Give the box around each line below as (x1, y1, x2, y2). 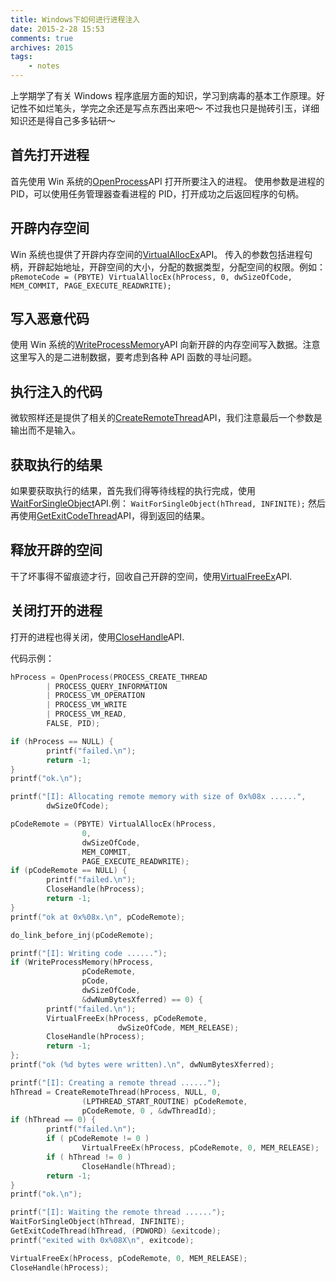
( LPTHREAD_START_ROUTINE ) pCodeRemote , (81, 1096, 248, 1106)
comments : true (10, 33, 74, 43)
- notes (28, 61, 60, 71)
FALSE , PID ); (46, 719, 101, 729)
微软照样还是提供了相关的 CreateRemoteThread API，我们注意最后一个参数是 (10, 412, 323, 424)
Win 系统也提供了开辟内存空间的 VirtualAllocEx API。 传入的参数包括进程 (10, 248, 305, 260)
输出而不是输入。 (10, 424, 81, 436)
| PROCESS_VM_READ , (46, 709, 128, 720)
